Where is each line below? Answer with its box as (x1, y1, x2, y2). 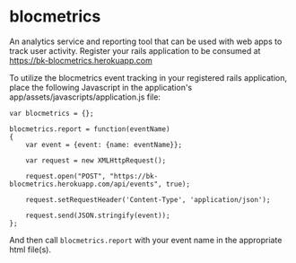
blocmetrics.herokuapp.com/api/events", (9, 180, 163, 188)
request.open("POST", (25, 171, 106, 180)
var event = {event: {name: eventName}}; (25, 140, 182, 149)
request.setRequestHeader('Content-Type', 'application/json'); (25, 195, 271, 204)
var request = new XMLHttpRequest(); (25, 155, 167, 165)
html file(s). (9, 244, 52, 255)
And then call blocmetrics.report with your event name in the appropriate (9, 234, 283, 245)
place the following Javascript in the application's (9, 82, 193, 92)
